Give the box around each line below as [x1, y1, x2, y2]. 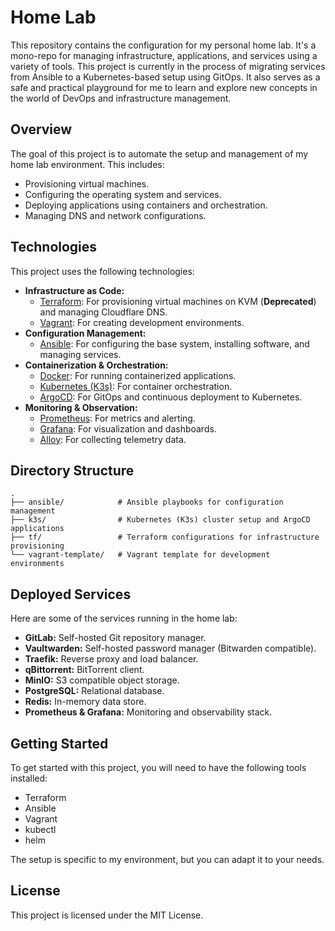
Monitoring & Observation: [24, 401, 138, 413]
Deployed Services [10, 586, 132, 603]
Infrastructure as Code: [24, 284, 125, 296]
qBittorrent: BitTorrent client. [24, 664, 145, 676]
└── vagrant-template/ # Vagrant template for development [10, 550, 271, 560]
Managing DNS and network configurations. [24, 209, 207, 221]
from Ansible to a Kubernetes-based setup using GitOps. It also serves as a [10, 71, 321, 83]
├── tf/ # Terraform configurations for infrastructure [10, 532, 320, 543]
